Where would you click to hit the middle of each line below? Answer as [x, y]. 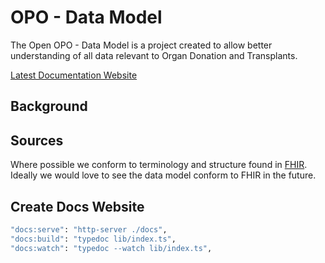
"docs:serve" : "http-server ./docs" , [89, 229]
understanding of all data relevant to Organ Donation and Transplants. [154, 55]
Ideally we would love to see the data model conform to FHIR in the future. [163, 175]
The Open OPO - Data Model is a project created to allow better [141, 45]
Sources [37, 140]
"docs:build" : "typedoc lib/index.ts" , [93, 239]
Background [49, 106]
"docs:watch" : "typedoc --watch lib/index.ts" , [111, 248]
